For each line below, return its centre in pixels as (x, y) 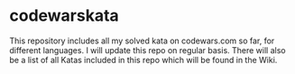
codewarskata (64, 16)
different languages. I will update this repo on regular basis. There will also (147, 50)
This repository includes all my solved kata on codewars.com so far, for (142, 41)
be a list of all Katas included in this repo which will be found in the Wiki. (143, 60)
